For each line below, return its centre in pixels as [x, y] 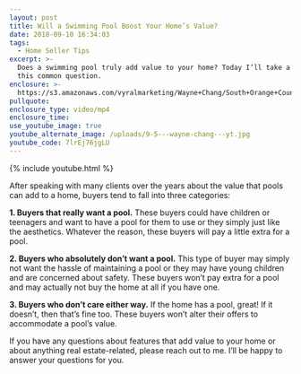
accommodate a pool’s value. [64, 323]
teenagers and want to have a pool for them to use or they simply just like [145, 222]
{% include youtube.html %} [61, 168]
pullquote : [30, 101]
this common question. [60, 76]
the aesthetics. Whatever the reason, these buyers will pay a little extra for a [150, 231]
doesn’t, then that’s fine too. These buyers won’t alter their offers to [133, 314]
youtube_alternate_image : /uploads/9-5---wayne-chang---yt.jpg [130, 135]
